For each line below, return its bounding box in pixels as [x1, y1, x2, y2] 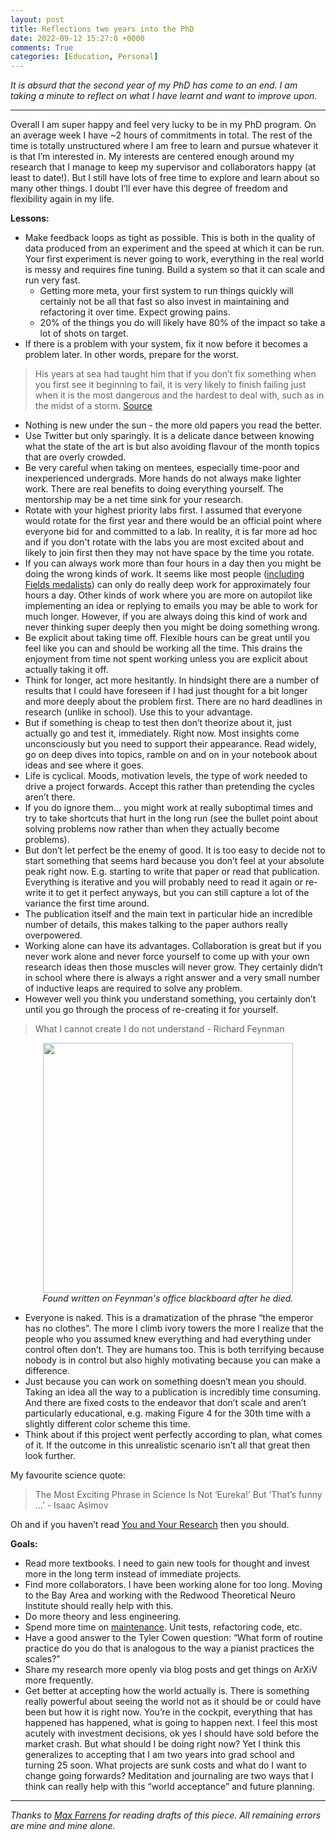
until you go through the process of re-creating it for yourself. [24, 1004, 279, 1016]
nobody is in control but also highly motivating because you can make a [24, 1354, 321, 1366]
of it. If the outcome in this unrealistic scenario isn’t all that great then [24, 1439, 311, 1451]
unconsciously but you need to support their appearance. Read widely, [24, 738, 317, 750]
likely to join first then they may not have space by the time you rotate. [24, 547, 315, 559]
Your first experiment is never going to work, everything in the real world [24, 253, 325, 265]
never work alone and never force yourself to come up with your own [24, 951, 310, 963]
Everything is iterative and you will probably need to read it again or [24, 876, 303, 888]
